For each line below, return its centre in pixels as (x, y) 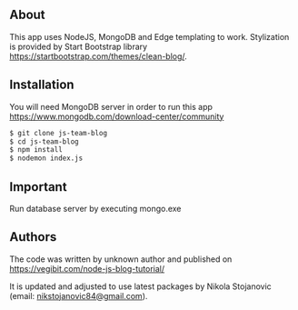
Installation (42, 85)
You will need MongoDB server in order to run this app (111, 106)
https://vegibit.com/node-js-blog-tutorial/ (87, 268)
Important (38, 187)
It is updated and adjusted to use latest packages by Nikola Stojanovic (141, 286)
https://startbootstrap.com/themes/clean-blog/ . (99, 56)
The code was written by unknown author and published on (121, 259)
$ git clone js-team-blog (58, 133)
